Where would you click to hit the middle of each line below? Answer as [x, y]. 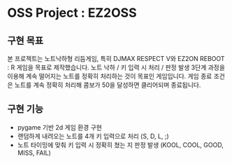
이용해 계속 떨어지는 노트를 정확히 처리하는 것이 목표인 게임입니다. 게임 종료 [110, 76]
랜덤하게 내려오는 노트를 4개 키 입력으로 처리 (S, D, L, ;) [93, 136]
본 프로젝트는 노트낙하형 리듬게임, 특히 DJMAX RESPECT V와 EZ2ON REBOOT [116, 59]
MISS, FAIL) [34, 153]
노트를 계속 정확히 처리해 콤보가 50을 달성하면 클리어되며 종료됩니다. [108, 85]
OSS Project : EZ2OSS [72, 13]
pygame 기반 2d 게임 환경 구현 [60, 127]
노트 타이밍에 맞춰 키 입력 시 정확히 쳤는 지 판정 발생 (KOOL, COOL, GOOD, [120, 144]
